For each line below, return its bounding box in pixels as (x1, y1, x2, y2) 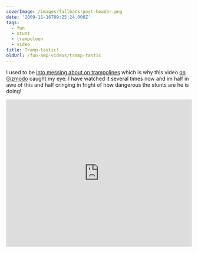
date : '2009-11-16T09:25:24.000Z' (6, 14, 91, 20)
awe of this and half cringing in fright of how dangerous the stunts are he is (6, 81, 189, 88)
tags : (6, 19, 19, 25)
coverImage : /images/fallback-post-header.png (6, 8, 123, 15)
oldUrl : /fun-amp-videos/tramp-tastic (6, 52, 101, 58)
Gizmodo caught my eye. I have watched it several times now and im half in (6, 75, 189, 82)
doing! (6, 87, 22, 94)
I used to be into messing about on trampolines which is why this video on (6, 68, 186, 75)
